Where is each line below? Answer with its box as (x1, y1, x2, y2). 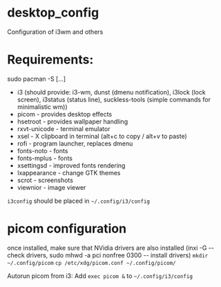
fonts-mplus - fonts (17, 154, 73, 162)
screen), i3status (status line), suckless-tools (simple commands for (17, 95, 211, 103)
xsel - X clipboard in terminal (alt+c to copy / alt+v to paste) (17, 132, 188, 140)
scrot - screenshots (17, 176, 74, 184)
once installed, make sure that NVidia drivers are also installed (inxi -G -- (7, 244, 214, 252)
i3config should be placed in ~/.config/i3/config (7, 197, 151, 205)
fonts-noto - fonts (17, 146, 68, 155)
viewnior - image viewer (17, 183, 86, 191)
